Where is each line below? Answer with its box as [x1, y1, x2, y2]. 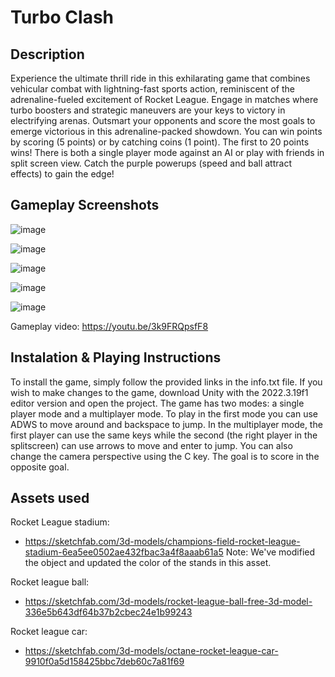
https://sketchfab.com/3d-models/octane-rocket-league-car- [24, 645, 279, 657]
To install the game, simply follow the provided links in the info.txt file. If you [10, 376, 323, 388]
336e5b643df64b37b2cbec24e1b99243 [24, 606, 193, 618]
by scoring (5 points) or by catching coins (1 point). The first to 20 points [10, 136, 310, 148]
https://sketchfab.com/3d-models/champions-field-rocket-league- [24, 536, 301, 548]
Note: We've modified [225, 546, 316, 558]
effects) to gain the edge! [10, 168, 115, 180]
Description [10, 46, 85, 63]
